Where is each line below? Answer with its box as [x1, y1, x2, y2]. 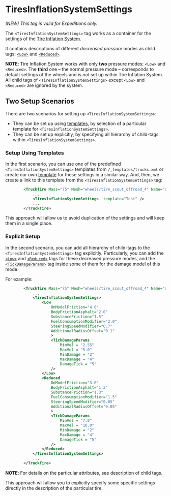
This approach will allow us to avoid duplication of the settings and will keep [5, 215, 165, 221]
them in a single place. [5, 220, 52, 227]
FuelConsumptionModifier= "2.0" [50, 319, 117, 324]
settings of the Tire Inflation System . [5, 36, 81, 42]
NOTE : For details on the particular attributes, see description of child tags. [5, 470, 163, 476]
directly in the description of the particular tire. [5, 485, 103, 491]
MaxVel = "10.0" [60, 423, 95, 428]
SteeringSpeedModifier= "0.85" [50, 399, 115, 405]
